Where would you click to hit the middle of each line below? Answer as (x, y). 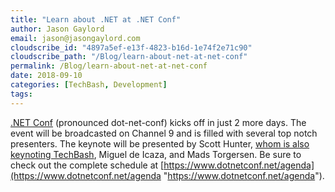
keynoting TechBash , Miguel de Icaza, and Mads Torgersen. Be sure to (156, 154)
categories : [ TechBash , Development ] (89, 85)
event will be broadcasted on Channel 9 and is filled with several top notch (164, 133)
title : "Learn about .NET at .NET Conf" (96, 19)
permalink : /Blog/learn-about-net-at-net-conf (109, 66)
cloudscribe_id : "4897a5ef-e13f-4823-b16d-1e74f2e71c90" (131, 47)
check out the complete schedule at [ (87, 165)
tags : (21, 94)
